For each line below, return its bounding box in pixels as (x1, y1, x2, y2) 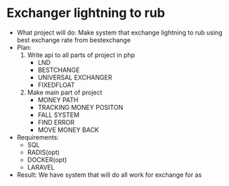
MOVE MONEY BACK (37, 125, 100, 134)
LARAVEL (27, 163, 55, 171)
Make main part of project (27, 88, 103, 97)
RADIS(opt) (27, 148, 60, 156)
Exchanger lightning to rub (6, 5, 166, 21)
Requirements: (16, 132, 59, 142)
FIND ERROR (37, 118, 75, 126)
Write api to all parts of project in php (27, 51, 135, 59)
